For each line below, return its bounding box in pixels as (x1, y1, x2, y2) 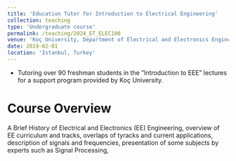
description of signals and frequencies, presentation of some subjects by (7, 138, 219, 147)
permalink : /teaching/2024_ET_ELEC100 (7, 29, 121, 37)
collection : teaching (7, 17, 71, 24)
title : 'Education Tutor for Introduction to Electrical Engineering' (7, 10, 218, 17)
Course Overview (7, 101, 112, 116)
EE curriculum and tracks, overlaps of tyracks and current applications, (7, 131, 214, 139)
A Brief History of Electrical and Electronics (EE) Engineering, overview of (7, 123, 220, 132)
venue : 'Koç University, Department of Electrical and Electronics (7, 36, 209, 43)
